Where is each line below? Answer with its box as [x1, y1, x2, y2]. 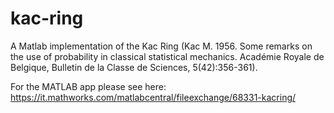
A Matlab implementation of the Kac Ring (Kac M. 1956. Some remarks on [10, 40, 313, 52]
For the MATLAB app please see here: [10, 80, 167, 92]
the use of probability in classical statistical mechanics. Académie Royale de [10, 50, 325, 62]
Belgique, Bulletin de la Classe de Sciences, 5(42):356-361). [10, 61, 258, 73]
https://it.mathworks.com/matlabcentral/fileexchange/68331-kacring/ [10, 91, 297, 103]
